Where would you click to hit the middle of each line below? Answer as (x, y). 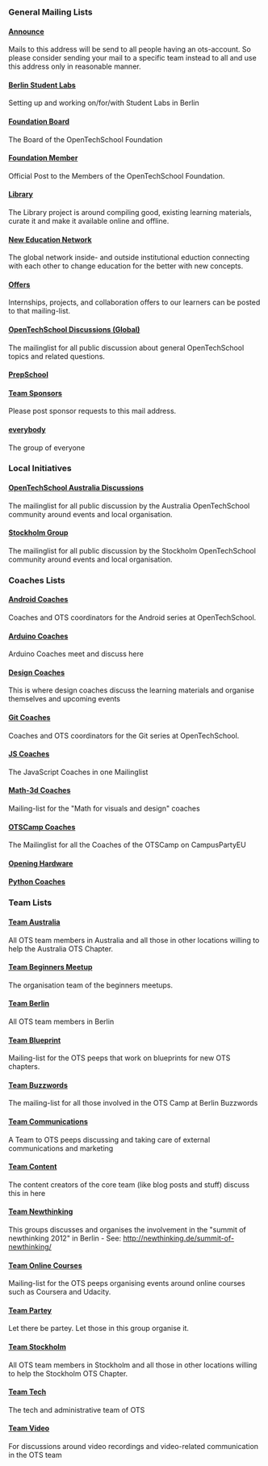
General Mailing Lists (50, 12)
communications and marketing (61, 1148)
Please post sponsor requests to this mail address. (92, 411)
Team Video (29, 1428)
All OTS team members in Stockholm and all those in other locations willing (133, 1365)
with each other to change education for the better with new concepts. (126, 266)
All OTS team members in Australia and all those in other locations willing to (134, 940)
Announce (26, 32)
